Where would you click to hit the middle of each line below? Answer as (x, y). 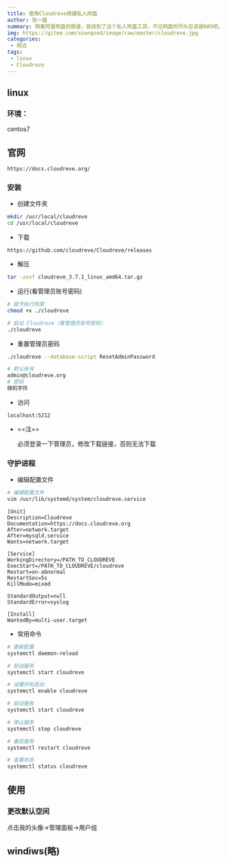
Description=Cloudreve (40, 517)
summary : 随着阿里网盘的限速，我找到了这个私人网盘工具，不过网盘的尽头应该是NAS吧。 (115, 26)
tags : (15, 52)
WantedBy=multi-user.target (47, 620)
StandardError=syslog (38, 602)
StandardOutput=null (37, 596)
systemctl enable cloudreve (47, 691)
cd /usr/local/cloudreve (43, 224)
